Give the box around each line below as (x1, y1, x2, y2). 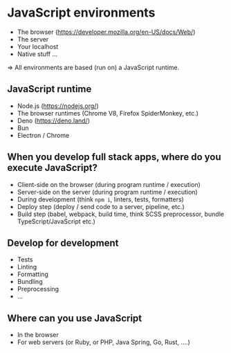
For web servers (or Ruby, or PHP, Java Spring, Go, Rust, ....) (17, 338, 190, 347)
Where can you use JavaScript (7, 312, 142, 324)
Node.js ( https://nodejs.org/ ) (17, 102, 99, 110)
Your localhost (17, 42, 59, 51)
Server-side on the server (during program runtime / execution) (17, 188, 198, 196)
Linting (17, 263, 37, 271)
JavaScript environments (7, 5, 156, 21)
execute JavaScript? (7, 162, 98, 174)
